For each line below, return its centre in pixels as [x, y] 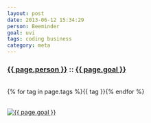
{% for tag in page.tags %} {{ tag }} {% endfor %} [76, 92]
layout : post [26, 13]
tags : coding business [39, 39]
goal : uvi [21, 33]
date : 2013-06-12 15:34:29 [46, 20]
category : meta [29, 45]
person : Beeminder [33, 26]
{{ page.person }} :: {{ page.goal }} [67, 69]
